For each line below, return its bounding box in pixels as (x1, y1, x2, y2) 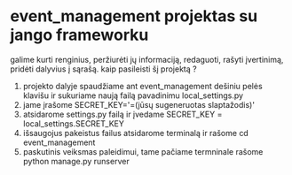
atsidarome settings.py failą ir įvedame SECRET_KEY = (22, 109, 223, 119)
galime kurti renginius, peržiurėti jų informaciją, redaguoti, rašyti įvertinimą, (10, 54, 284, 65)
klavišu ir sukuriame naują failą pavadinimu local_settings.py (22, 90, 243, 101)
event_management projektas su (10, 6, 258, 27)
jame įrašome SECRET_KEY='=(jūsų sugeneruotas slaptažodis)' (22, 99, 256, 110)
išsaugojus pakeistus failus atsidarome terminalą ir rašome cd (22, 127, 249, 138)
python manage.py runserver (22, 156, 130, 166)
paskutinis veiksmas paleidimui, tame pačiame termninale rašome (22, 146, 264, 156)
